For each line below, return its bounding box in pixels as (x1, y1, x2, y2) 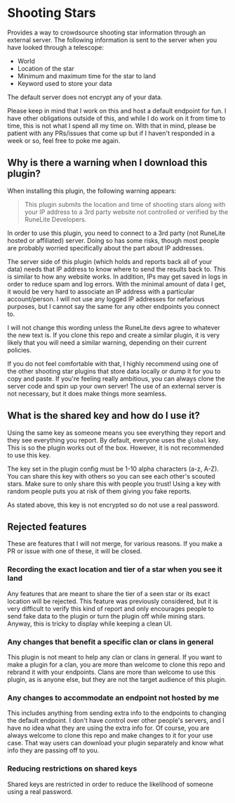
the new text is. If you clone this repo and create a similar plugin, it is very (7, 331, 220, 339)
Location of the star (17, 64, 75, 72)
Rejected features (7, 521, 87, 533)
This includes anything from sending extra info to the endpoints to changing (7, 709, 227, 717)
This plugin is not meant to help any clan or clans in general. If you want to (7, 652, 222, 661)
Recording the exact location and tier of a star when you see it (7, 564, 222, 574)
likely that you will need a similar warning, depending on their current (7, 338, 207, 346)
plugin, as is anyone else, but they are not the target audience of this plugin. (7, 675, 227, 683)
